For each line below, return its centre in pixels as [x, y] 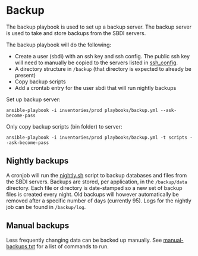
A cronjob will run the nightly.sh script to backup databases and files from [97, 175]
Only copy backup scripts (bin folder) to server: [65, 126]
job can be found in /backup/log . [46, 207]
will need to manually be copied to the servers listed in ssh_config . [96, 63]
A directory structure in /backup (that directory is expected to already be [103, 68]
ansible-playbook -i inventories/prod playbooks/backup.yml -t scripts [97, 138]
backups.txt [21, 246]
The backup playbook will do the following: [59, 45]
